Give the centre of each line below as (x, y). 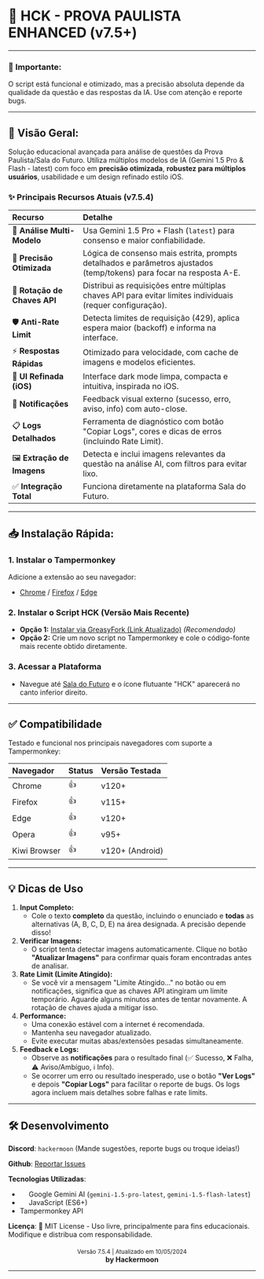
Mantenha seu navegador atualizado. (91, 1033)
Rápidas (27, 364)
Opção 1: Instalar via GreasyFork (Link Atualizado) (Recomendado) (127, 630)
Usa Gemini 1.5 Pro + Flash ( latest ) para (159, 231)
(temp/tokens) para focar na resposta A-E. (162, 273)
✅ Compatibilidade (55, 725)
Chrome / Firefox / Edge (59, 592)
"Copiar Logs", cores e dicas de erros (152, 431)
